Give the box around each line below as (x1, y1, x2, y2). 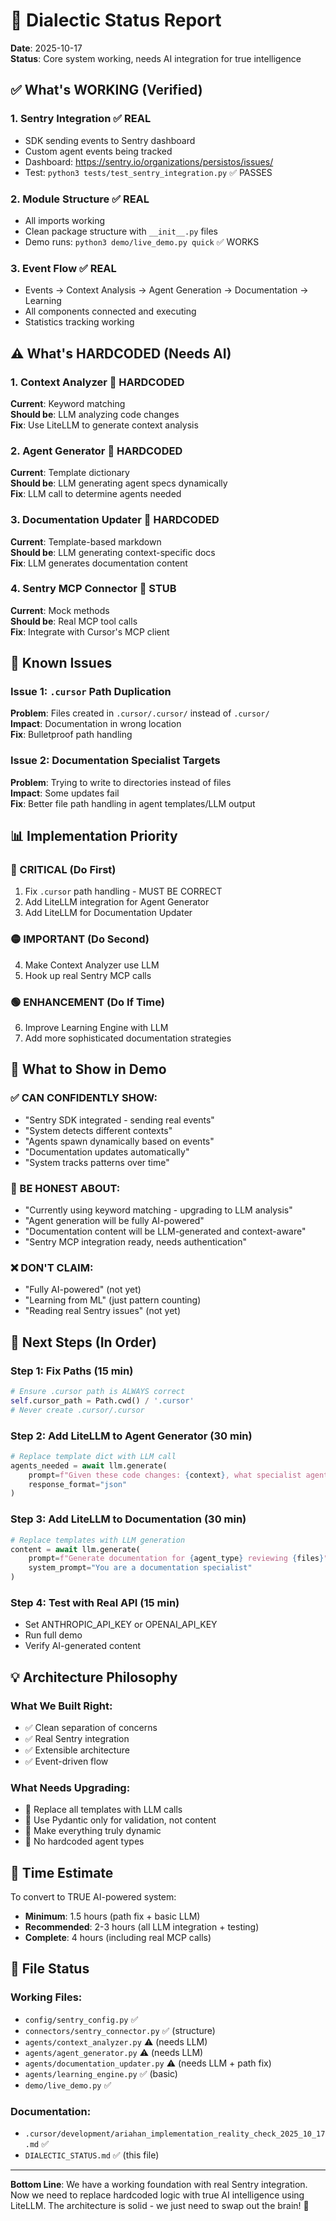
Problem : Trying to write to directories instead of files (10, 776, 232, 788)
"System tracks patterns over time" (24, 1156, 170, 1168)
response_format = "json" (28, 1479, 128, 1489)
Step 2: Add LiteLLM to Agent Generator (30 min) (10, 1429, 253, 1443)
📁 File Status (10, 1960, 90, 1978)
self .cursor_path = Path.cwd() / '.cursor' (10, 1395, 195, 1406)
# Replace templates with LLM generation (10, 1535, 186, 1545)
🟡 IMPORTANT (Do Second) (10, 932, 150, 946)
